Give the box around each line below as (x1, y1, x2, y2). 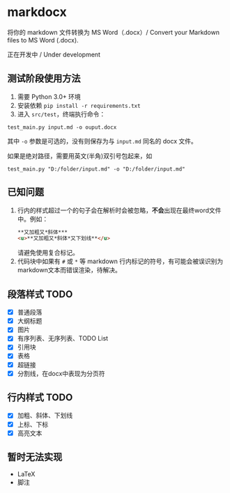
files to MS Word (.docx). (7, 36, 79, 44)
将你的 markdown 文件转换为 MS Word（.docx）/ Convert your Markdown (7, 28, 220, 36)
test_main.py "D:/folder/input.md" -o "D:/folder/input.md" (7, 165, 186, 173)
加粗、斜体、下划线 (17, 412, 73, 420)
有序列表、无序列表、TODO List (17, 334, 109, 343)
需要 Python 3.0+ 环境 (17, 92, 82, 101)
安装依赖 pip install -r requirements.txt (17, 101, 141, 109)
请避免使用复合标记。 (17, 249, 79, 257)
